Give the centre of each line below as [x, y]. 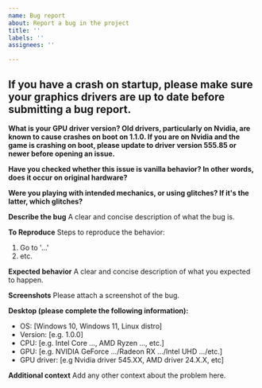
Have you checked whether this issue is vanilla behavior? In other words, [131, 169]
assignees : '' [32, 45]
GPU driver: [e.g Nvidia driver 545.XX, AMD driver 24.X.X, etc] [122, 359]
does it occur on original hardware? [68, 177]
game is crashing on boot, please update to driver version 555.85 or [122, 145]
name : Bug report [37, 16]
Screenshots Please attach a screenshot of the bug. [94, 295]
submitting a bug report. [70, 109]
